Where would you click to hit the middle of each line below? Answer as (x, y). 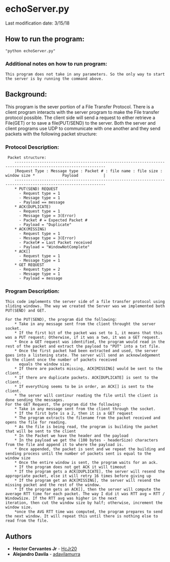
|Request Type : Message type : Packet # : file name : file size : (89, 171)
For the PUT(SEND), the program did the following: (61, 320)
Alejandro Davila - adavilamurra (46, 554)
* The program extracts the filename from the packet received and (87, 418)
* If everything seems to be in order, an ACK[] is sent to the (84, 387)
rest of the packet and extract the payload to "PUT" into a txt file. (83, 346)
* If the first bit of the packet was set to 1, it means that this (89, 333)
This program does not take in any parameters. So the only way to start (85, 75)
